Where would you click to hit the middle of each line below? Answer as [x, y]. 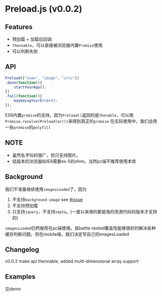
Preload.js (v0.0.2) [44, 9]
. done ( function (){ [24, 83]
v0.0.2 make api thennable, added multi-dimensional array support [72, 261]
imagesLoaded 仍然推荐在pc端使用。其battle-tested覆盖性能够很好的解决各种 [81, 228]
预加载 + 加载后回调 [32, 39]
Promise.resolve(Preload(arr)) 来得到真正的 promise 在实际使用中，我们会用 [81, 121]
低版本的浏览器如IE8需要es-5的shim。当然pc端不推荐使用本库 [74, 161]
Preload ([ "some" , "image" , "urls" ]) [42, 78]
